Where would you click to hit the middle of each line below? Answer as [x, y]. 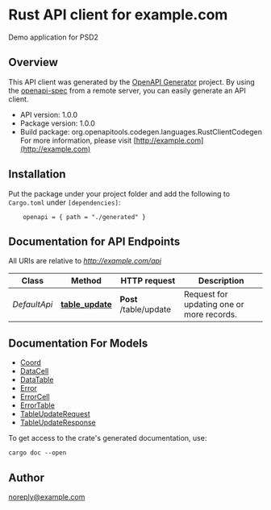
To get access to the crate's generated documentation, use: [108, 438]
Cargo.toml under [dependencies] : [65, 202]
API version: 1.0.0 [49, 114]
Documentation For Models [78, 343]
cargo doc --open [38, 453]
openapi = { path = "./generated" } [85, 217]
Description [221, 281]
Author [26, 477]
